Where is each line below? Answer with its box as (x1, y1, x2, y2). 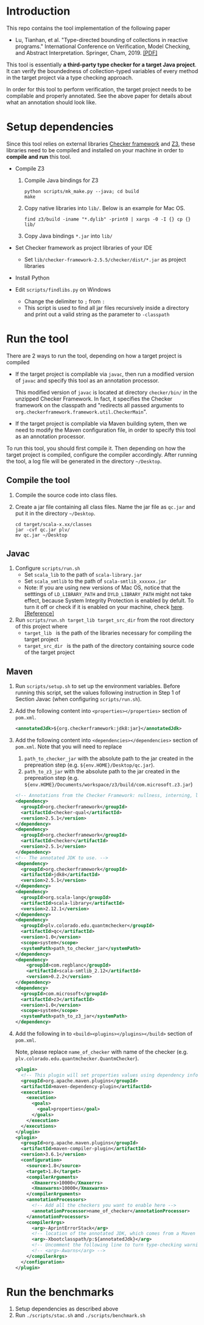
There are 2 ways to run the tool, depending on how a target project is (6, 352, 182, 359)
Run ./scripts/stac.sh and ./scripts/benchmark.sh (15, 1312, 146, 1319)
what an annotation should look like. (6, 99, 97, 106)
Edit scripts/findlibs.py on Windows (15, 286, 111, 293)
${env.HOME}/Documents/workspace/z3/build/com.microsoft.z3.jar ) (24, 781, 193, 788)
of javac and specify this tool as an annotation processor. (15, 376, 160, 384)
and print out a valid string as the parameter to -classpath (24, 311, 170, 318)
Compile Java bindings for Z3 (24, 177, 99, 184)
